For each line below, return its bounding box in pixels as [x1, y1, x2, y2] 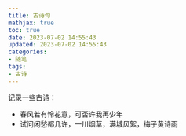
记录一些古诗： [8, 92, 57, 102]
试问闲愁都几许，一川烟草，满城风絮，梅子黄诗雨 [19, 119, 178, 128]
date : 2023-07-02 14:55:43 [8, 33, 97, 42]
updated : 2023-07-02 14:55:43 [8, 41, 108, 49]
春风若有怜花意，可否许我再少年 [19, 109, 123, 119]
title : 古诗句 [8, 11, 51, 20]
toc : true [8, 26, 41, 34]
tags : [8, 63, 26, 71]
